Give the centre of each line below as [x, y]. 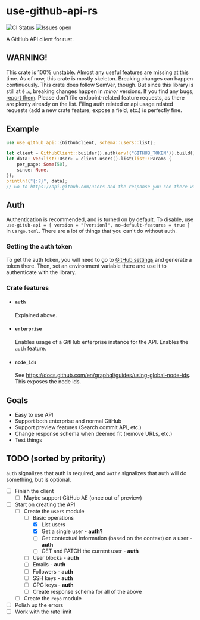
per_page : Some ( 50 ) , [42, 165]
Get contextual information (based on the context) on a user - [117, 538]
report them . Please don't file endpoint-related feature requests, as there [96, 97]
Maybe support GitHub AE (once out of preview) [83, 497]
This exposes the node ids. [48, 382]
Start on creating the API [45, 504]
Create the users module [54, 511]
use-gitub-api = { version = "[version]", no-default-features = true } [98, 225]
